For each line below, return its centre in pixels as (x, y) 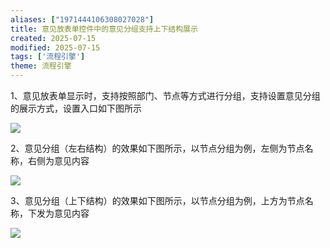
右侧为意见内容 (58, 160)
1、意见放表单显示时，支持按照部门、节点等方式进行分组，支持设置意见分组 (165, 95)
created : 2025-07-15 (53, 38)
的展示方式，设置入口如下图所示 (76, 108)
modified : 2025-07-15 (55, 47)
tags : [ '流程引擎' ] (48, 57)
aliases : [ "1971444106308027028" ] (82, 19)
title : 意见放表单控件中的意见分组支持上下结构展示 (104, 29)
